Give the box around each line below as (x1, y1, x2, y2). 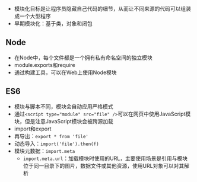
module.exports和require (14, 61, 75, 68)
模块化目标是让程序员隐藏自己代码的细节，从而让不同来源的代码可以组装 (14, 5, 191, 12)
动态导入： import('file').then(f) (14, 140, 99, 147)
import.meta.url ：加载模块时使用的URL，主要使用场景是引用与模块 (23, 155, 188, 162)
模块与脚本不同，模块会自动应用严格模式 (14, 103, 113, 110)
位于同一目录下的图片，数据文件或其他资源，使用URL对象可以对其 (23, 162, 185, 169)
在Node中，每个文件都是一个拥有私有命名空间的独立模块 (14, 54, 152, 61)
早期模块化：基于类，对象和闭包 (14, 20, 93, 27)
